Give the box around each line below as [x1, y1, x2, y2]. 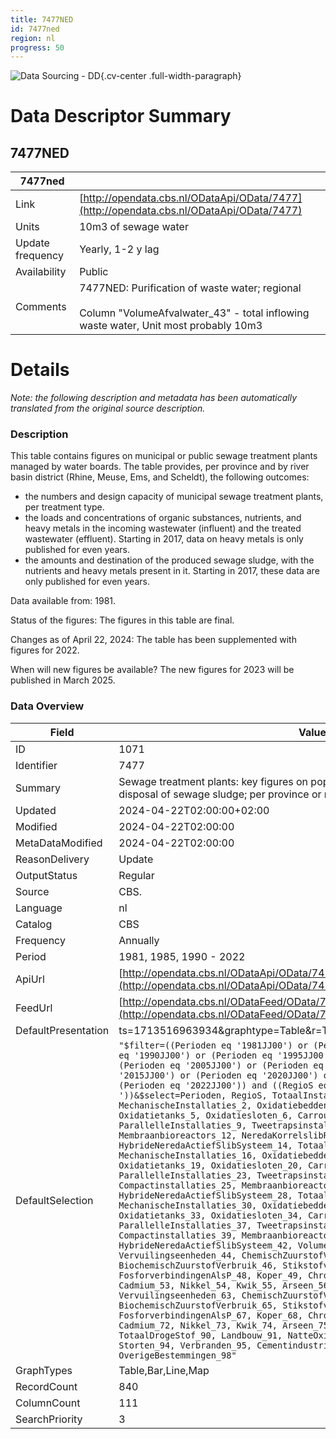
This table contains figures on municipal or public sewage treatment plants [10, 450, 318, 462]
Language [15, 901, 63, 915]
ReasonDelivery [15, 852, 90, 866]
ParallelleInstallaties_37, [118, 1219, 253, 1231]
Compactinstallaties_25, [118, 1179, 237, 1191]
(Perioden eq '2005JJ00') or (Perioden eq [118, 1059, 324, 1071]
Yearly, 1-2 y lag [79, 242, 160, 256]
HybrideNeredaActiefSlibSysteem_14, [118, 1139, 293, 1151]
